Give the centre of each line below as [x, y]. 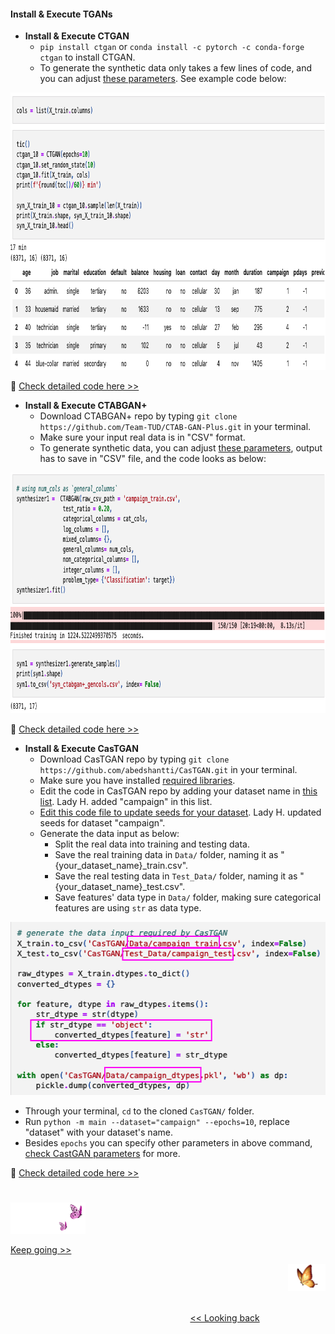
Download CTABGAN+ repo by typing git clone [138, 416]
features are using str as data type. [128, 908]
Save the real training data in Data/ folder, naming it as [166, 855]
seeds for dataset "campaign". [102, 823]
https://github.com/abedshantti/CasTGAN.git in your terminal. [168, 770]
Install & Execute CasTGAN [81, 749]
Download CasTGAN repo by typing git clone [134, 759]
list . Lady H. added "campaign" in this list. [126, 802]
